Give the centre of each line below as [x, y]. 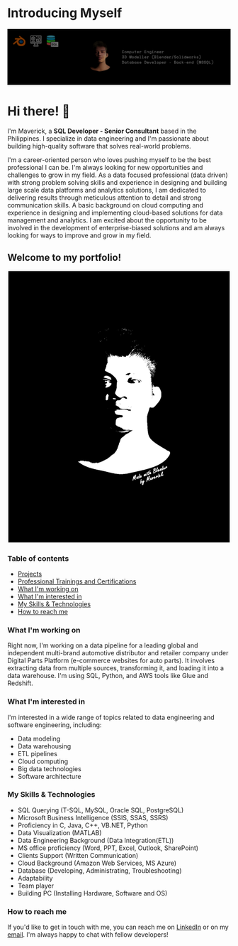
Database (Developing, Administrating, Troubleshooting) [100, 870]
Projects [30, 574]
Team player [36, 886]
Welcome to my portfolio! [64, 258]
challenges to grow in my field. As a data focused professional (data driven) [118, 175]
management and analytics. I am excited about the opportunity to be [107, 220]
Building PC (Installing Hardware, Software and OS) [92, 893]
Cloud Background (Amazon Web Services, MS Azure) [97, 863]
